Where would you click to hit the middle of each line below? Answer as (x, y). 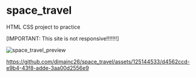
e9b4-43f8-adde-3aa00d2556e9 (47, 68)
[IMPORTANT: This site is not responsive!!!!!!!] (63, 38)
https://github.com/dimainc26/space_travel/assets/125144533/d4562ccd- (98, 61)
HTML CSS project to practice (43, 27)
